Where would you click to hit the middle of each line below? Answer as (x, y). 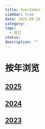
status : (13, 38)
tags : (11, 28)
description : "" (22, 42)
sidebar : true (20, 14)
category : (15, 24)
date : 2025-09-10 (23, 19)
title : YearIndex (23, 10)
